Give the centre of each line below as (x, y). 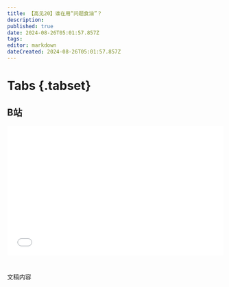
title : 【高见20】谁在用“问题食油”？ (55, 13)
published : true (30, 26)
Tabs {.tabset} (49, 86)
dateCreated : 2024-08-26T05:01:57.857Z (64, 52)
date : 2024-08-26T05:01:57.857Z (53, 33)
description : (26, 20)
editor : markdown (32, 45)
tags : (15, 39)
